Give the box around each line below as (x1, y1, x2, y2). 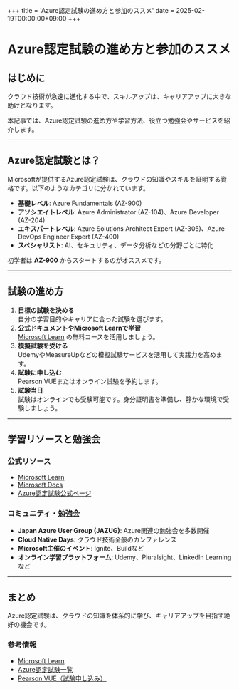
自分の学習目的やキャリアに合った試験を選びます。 (17, 314, 167, 323)
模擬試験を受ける (17, 341, 68, 350)
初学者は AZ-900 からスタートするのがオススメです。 (7, 256, 166, 264)
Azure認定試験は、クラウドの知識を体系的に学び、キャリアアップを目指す (7, 611, 224, 620)
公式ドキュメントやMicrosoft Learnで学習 (17, 323, 141, 332)
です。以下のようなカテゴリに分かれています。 (13, 184, 149, 192)
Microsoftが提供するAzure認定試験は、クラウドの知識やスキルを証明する (7, 175, 221, 183)
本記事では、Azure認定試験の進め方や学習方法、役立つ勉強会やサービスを (7, 116, 224, 125)
